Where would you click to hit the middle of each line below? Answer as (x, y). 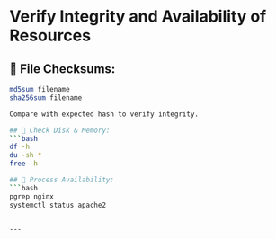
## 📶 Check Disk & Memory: (60, 130)
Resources (50, 35)
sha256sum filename (46, 97)
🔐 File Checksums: (62, 69)
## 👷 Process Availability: (62, 180)
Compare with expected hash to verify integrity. (104, 114)
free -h (24, 164)
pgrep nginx (31, 196)
